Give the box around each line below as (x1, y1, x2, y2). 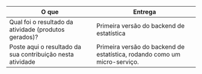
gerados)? (9, 33, 38, 41)
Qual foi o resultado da (9, 18, 73, 26)
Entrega (133, 8, 156, 16)
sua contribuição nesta (9, 51, 74, 58)
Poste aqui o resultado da (9, 43, 82, 51)
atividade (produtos (9, 25, 65, 34)
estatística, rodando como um (96, 51, 180, 58)
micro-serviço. (96, 58, 139, 66)
